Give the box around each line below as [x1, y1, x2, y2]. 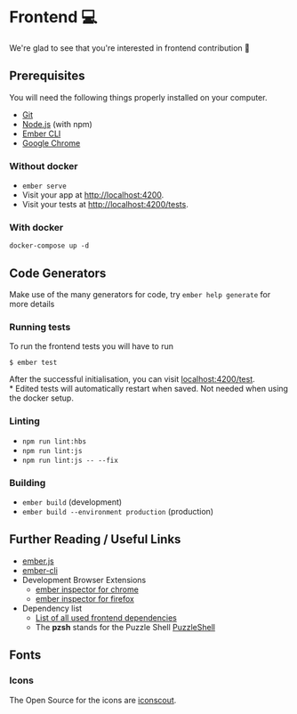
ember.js [21, 556, 55, 566]
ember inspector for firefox [35, 593, 135, 604]
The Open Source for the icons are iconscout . [9, 694, 177, 705]
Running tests [9, 321, 71, 334]
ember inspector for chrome [35, 584, 140, 595]
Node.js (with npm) [21, 118, 93, 129]
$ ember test [9, 358, 58, 368]
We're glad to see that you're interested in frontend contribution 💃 [9, 42, 251, 53]
